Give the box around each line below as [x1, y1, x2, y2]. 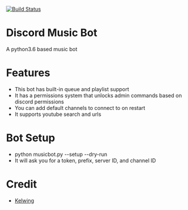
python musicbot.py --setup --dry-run [14, 151, 108, 158]
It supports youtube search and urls [14, 111, 102, 118]
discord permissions [14, 98, 65, 105]
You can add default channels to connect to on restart [14, 104, 146, 111]
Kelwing [14, 197, 34, 204]
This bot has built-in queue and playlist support [14, 85, 129, 92]
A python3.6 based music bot [6, 45, 78, 52]
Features [6, 66, 51, 79]
